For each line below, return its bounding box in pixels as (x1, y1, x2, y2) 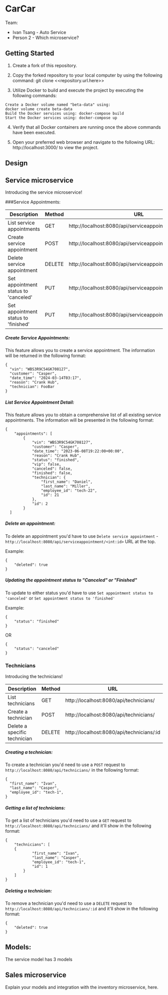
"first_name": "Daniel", (40, 479, 93, 484)
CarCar (5, 3, 36, 15)
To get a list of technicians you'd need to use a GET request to (5, 817, 131, 824)
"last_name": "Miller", (40, 484, 91, 489)
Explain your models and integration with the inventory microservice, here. (5, 984, 158, 990)
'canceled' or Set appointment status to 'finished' (5, 595, 115, 601)
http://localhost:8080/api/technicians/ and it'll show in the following (5, 823, 151, 829)
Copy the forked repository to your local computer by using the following (12, 72, 162, 78)
